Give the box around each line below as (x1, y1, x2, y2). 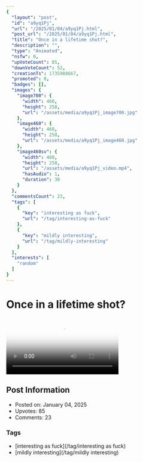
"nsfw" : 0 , (11, 54, 39, 60)
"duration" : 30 (22, 177, 60, 183)
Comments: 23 (14, 413, 52, 421)
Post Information (6, 385, 70, 395)
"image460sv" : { (17, 149, 58, 155)
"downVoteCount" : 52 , (11, 64, 66, 71)
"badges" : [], (11, 82, 47, 88)
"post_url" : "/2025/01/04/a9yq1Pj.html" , (11, 31, 117, 37)
